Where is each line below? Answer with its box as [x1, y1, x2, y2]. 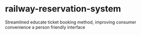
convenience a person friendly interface [5, 24, 86, 30]
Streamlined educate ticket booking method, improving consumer [5, 19, 137, 25]
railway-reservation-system [5, 3, 122, 14]
